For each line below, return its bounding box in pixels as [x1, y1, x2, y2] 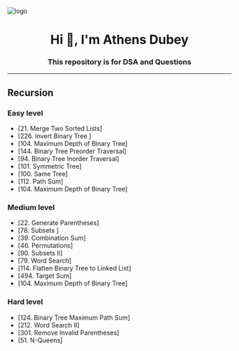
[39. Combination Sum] [17, 234, 87, 242]
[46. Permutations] [17, 241, 73, 250]
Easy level [7, 108, 43, 117]
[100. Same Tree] [17, 169, 68, 178]
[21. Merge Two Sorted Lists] [17, 125, 102, 133]
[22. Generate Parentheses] [17, 219, 100, 227]
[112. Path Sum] [17, 177, 64, 186]
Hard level [7, 297, 43, 307]
